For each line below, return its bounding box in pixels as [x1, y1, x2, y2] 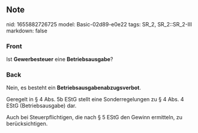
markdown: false [6, 27, 48, 34]
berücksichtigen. [6, 120, 48, 128]
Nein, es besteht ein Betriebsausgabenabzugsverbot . [6, 84, 142, 92]
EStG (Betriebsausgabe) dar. [6, 102, 77, 110]
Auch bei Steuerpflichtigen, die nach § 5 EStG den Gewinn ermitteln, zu [6, 114, 183, 121]
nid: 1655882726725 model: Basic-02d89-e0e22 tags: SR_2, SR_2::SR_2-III [6, 20, 192, 28]
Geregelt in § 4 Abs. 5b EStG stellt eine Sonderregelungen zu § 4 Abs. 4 [6, 96, 184, 103]
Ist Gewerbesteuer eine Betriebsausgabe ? [6, 56, 113, 63]
